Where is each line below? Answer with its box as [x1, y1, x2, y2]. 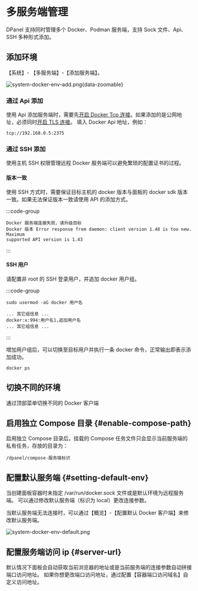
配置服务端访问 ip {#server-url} [6, 547, 122, 557]
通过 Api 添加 [6, 97, 44, 105]
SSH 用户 [6, 261, 29, 268]
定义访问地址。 [6, 579, 42, 585]
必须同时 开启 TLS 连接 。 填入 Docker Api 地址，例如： [16, 118, 148, 126]
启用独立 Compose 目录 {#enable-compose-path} [6, 418, 192, 428]
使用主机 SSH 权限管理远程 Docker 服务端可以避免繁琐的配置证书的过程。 [6, 160, 184, 167]
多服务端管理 [6, 5, 69, 19]
